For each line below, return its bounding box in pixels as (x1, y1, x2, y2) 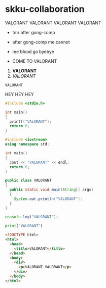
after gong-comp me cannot (12, 39, 70, 45)
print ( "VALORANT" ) (5, 224, 43, 229)
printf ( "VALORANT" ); (9, 119, 52, 124)
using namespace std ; (5, 142, 50, 147)
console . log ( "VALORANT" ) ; (5, 214, 58, 220)
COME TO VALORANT (12, 58, 57, 64)
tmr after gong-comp (12, 29, 55, 35)
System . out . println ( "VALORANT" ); (14, 196, 83, 201)
